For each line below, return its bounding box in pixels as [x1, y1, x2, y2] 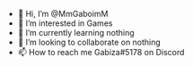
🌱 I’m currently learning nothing [17, 28, 135, 37]
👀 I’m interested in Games [17, 18, 113, 29]
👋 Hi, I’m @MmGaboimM [17, 9, 110, 19]
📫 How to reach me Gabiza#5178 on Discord [17, 47, 185, 57]
